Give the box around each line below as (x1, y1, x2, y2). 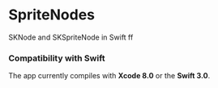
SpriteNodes (8, 6, 96, 24)
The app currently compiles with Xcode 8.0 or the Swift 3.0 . (8, 71, 211, 81)
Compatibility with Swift (8, 52, 105, 64)
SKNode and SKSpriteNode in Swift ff (8, 32, 134, 42)
